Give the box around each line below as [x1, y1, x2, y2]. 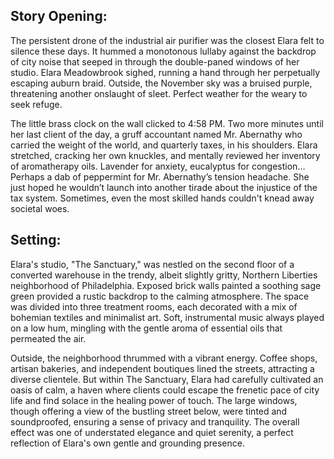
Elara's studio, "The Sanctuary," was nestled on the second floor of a [10, 258, 295, 270]
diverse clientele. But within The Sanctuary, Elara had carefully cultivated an [10, 373, 324, 385]
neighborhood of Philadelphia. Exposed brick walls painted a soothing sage [10, 279, 322, 291]
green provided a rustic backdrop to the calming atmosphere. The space [10, 290, 310, 302]
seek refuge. [10, 98, 63, 110]
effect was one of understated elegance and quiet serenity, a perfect [10, 426, 294, 438]
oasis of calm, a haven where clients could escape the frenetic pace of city [10, 384, 320, 396]
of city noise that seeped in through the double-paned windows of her [10, 55, 300, 68]
